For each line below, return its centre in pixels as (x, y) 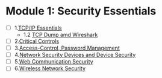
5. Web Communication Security (54, 62)
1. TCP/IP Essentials (38, 28)
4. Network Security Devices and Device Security (75, 55)
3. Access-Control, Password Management (67, 48)
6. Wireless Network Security (50, 68)
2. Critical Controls (37, 41)
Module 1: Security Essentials (81, 11)
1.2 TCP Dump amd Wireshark (61, 35)
